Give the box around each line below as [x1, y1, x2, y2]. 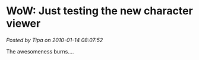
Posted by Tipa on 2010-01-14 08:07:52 [6, 36, 103, 43]
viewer [6, 17, 41, 30]
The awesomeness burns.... [6, 48, 74, 55]
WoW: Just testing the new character [6, 4, 193, 18]
